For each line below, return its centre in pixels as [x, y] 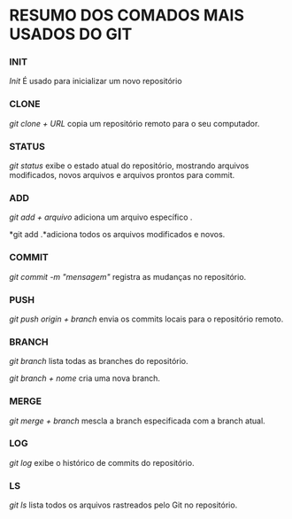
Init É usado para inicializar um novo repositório [96, 81]
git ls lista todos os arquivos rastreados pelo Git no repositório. [123, 505]
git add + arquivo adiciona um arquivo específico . [101, 217]
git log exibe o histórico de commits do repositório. [102, 462]
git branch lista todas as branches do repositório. [99, 361]
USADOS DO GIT [71, 34]
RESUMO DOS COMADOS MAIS [127, 15]
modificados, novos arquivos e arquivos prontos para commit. [122, 175]
